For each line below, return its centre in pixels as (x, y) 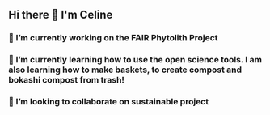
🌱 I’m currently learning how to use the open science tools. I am (135, 60)
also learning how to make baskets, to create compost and (125, 70)
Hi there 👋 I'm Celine (61, 15)
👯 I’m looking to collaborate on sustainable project (108, 102)
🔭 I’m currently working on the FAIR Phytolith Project (113, 38)
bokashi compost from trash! (67, 80)
